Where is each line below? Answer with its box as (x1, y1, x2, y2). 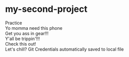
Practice (5, 20, 22, 26)
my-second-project (5, 3, 88, 15)
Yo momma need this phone (5, 25, 63, 31)
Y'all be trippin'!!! (5, 36, 40, 42)
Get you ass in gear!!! (5, 30, 49, 36)
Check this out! (5, 41, 36, 47)
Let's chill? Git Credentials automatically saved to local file (5, 46, 124, 52)
